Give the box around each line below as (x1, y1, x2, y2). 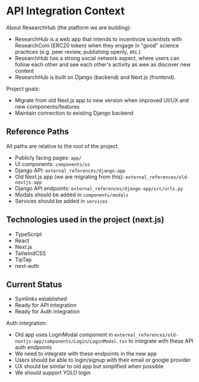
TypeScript (14, 230, 42, 238)
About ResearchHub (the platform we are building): (6, 24, 132, 31)
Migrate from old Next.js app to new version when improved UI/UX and (14, 97, 189, 104)
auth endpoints (14, 344, 52, 351)
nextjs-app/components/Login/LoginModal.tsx (14, 338, 128, 344)
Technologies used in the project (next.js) (6, 215, 165, 225)
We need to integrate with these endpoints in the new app (14, 350, 157, 358)
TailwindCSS (14, 249, 46, 257)
